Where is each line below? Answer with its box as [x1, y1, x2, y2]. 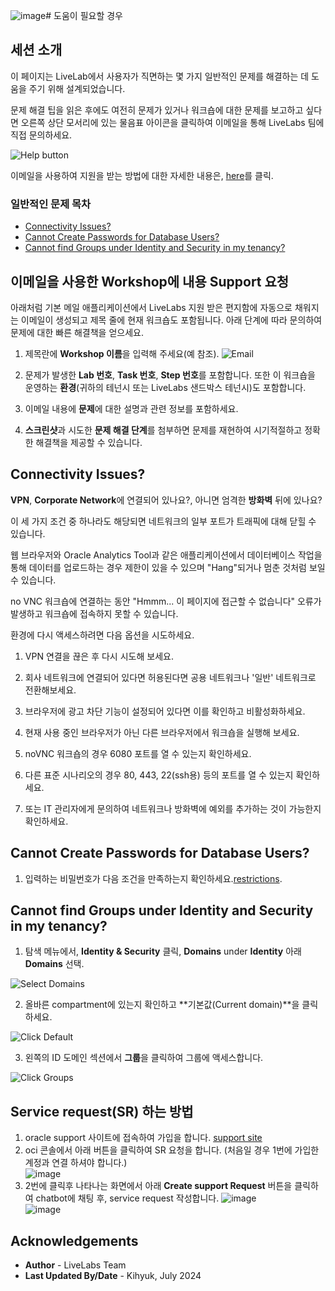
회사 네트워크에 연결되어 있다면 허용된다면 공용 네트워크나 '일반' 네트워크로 [24, 671, 317, 683]
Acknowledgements [10, 1232, 139, 1249]
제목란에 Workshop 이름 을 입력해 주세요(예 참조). [24, 347, 220, 359]
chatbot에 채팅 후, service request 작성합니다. [35, 1192, 220, 1204]
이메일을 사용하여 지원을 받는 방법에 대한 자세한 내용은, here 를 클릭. [10, 169, 274, 181]
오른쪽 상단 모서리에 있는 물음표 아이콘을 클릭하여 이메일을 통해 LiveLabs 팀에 [20, 116, 325, 128]
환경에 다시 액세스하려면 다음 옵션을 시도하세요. [10, 629, 195, 641]
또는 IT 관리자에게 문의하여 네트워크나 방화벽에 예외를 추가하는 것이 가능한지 [24, 802, 322, 814]
